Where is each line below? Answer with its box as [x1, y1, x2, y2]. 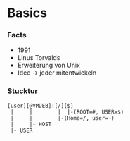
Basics [7, 5, 48, 21]
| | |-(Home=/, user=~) [10, 114, 115, 121]
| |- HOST [10, 121, 52, 128]
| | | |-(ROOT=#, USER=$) [10, 108, 124, 116]
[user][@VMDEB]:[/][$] [7, 102, 74, 109]
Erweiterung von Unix [17, 61, 81, 70]
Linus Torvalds [17, 54, 60, 62]
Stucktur [7, 86, 38, 96]
